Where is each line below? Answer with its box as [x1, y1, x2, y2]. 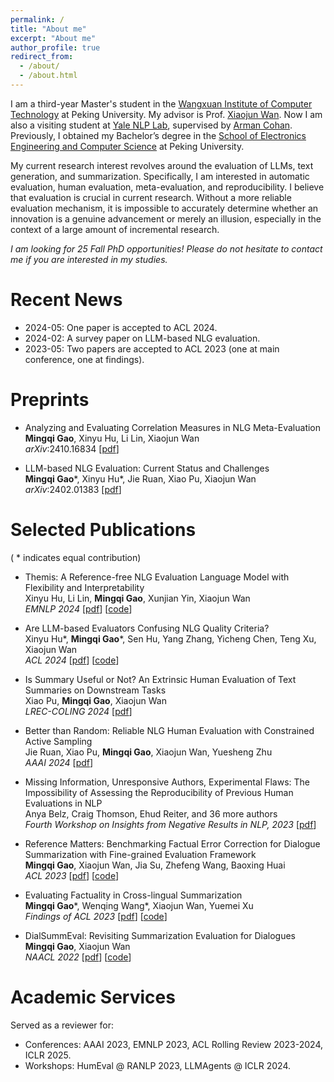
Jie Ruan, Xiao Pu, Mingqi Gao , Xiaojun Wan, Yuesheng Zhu [24, 746, 273, 758]
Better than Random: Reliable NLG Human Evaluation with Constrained [24, 724, 315, 736]
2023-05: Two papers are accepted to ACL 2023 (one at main [24, 342, 280, 355]
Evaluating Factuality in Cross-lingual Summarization [24, 889, 243, 901]
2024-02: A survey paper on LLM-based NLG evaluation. [24, 332, 261, 344]
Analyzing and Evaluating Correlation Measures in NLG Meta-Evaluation [24, 421, 322, 433]
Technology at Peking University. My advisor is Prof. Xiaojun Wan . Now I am [10, 108, 323, 120]
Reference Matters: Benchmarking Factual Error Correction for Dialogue [24, 837, 321, 850]
